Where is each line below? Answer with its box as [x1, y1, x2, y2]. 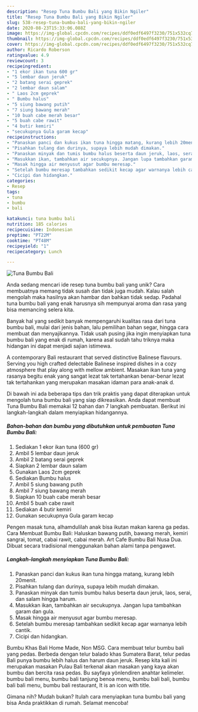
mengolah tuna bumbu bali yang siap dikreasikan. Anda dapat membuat [6, 397, 181, 404]
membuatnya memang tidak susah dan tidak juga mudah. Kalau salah [6, 287, 174, 294]
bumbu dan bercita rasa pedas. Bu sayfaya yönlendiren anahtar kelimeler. [6, 669, 184, 676]
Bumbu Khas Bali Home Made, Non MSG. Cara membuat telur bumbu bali [6, 644, 184, 651]
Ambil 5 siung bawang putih [15, 481, 83, 488]
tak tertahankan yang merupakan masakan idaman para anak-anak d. [6, 379, 175, 386]
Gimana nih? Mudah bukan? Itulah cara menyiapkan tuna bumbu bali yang [6, 693, 186, 700]
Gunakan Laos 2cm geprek [15, 468, 81, 476]
